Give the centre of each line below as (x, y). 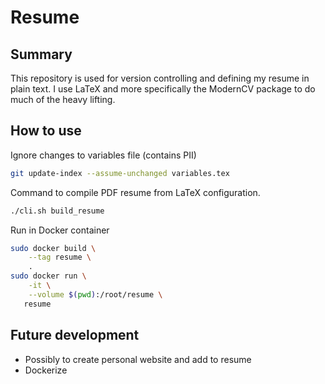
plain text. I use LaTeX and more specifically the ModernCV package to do (163, 89)
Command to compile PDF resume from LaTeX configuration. (135, 192)
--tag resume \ (60, 257)
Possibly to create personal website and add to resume (138, 359)
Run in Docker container (60, 230)
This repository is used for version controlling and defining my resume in (160, 78)
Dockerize (46, 370)
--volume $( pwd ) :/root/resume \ (95, 294)
